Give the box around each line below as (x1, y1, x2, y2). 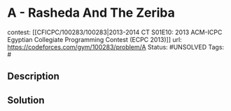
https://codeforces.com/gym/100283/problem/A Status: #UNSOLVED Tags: (7, 43, 225, 51)
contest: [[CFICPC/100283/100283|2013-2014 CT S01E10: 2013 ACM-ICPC (7, 28, 223, 36)
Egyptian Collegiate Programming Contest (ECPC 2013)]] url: (7, 35, 182, 43)
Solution (7, 94, 45, 106)
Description (7, 71, 59, 82)
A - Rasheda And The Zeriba (7, 5, 175, 21)
